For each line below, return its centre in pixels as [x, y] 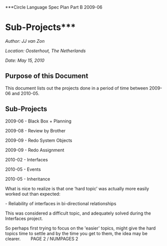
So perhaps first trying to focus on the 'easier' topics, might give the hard [81, 228]
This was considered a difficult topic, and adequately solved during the [78, 213]
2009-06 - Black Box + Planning [38, 121]
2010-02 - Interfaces [27, 159]
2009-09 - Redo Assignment [35, 150]
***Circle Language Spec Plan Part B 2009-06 [54, 7]
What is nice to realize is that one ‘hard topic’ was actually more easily [77, 188]
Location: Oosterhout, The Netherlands [46, 51]
